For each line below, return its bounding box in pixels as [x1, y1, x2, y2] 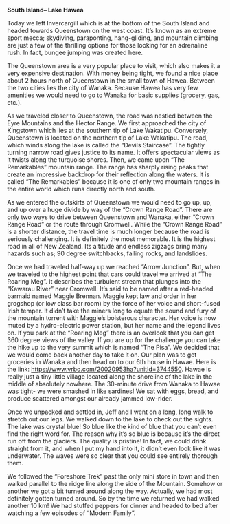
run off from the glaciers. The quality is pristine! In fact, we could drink [7, 437, 207, 445]
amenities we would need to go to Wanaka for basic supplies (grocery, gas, [7, 91, 220, 99]
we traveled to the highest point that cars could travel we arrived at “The [7, 270, 212, 278]
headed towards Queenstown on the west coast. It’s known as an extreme [7, 27, 216, 34]
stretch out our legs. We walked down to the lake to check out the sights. [7, 415, 214, 423]
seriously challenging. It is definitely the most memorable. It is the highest [7, 235, 216, 243]
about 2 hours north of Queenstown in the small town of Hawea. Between [7, 76, 215, 85]
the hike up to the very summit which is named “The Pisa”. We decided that [7, 344, 220, 351]
